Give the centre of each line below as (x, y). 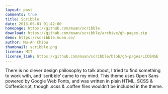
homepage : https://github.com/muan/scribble (53, 28)
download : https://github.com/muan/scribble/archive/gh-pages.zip (76, 33)
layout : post (19, 10)
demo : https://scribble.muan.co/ (40, 38)
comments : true (21, 14)
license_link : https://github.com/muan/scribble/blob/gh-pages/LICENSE (82, 56)
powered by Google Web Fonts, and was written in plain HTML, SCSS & (79, 81)
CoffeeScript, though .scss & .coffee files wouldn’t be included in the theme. (84, 86)
